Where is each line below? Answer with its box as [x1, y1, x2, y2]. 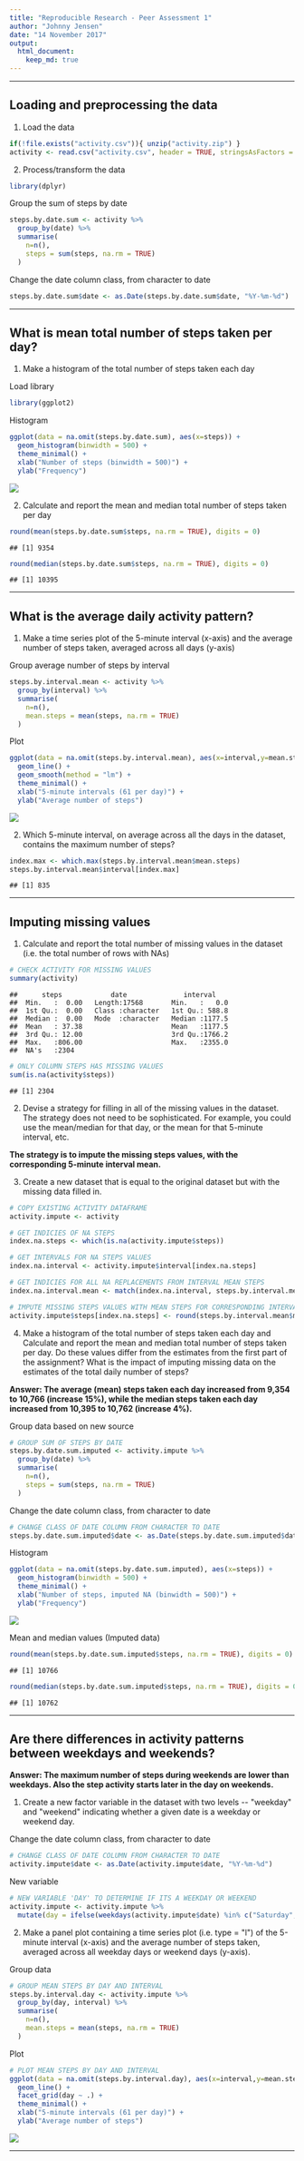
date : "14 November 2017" [9, 30, 107, 39]
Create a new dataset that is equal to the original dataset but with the [22, 1176, 280, 1187]
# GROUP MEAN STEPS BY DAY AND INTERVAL [9, 1981, 165, 1990]
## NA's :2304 [9, 1046, 75, 1055]
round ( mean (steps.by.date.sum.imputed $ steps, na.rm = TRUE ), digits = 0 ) [9, 1649, 294, 1658]
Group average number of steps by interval [9, 660, 170, 671]
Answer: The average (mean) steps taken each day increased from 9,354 [9, 1384, 291, 1394]
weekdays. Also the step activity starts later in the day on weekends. [9, 1779, 274, 1790]
